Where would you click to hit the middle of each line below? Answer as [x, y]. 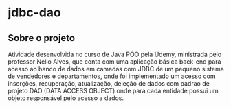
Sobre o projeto [41, 38]
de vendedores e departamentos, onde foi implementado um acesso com [112, 76]
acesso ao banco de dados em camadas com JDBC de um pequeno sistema [116, 69]
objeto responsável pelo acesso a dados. [66, 98]
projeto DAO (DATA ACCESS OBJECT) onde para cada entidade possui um [113, 91]
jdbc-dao [34, 13]
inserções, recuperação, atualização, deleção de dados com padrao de [109, 83]
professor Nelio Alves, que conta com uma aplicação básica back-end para [114, 62]
